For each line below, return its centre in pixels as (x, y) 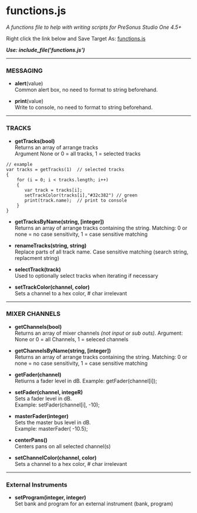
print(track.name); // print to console (76, 200)
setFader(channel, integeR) (49, 392)
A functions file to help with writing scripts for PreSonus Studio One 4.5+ (94, 27)
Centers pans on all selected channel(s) (63, 446)
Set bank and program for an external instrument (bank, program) (94, 504)
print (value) (29, 101)
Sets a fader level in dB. (43, 398)
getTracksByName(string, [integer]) (59, 221)
